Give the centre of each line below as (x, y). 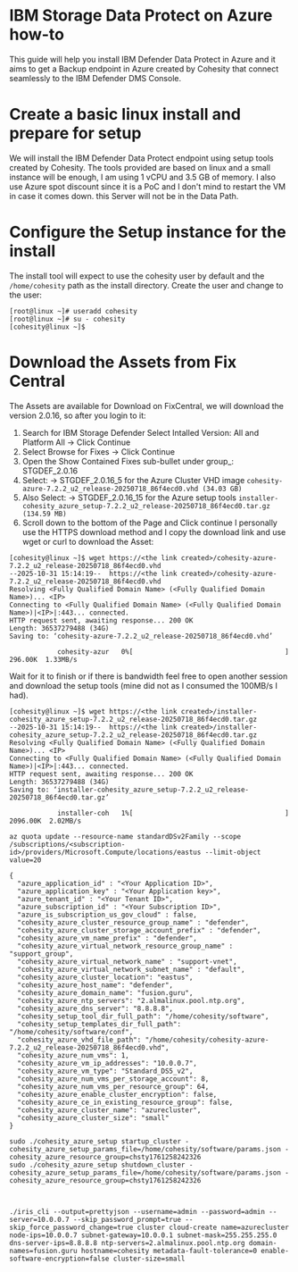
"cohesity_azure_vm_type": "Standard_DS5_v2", (105, 1071)
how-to (37, 34)
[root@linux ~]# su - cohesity (67, 319)
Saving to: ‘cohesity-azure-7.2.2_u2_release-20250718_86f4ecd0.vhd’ (141, 636)
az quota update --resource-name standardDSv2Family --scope (125, 836)
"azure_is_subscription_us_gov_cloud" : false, (108, 915)
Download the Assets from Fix (123, 362)
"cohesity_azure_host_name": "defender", (95, 985)
